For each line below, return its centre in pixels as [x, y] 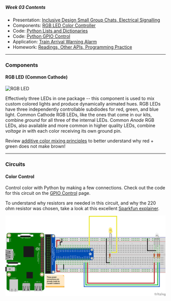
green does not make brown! [35, 146]
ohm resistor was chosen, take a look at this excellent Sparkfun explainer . [82, 209]
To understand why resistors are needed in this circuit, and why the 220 [81, 203]
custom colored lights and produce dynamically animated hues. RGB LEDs [83, 104]
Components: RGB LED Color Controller [54, 25]
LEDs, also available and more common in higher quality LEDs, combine [80, 126]
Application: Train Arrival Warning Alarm [55, 41]
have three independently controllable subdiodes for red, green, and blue [82, 109]
